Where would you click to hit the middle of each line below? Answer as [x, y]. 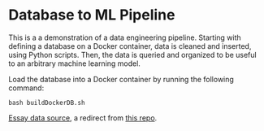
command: [26, 88]
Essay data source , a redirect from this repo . [83, 118]
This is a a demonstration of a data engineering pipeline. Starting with [125, 37]
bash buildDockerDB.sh [47, 103]
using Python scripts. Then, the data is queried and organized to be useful [133, 55]
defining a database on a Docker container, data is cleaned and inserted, [130, 46]
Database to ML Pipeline [92, 15]
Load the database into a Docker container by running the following [121, 79]
